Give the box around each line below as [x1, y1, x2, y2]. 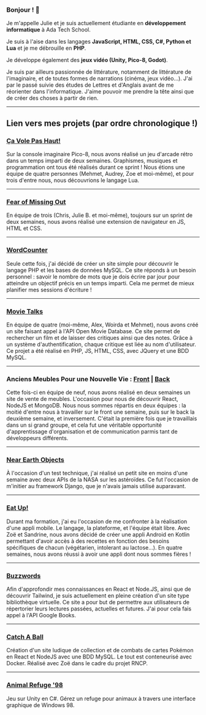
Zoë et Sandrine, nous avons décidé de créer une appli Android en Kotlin [6, 531, 190, 538]
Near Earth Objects [6, 456, 64, 464]
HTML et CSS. [6, 224, 42, 232]
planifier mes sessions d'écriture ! [6, 286, 92, 293]
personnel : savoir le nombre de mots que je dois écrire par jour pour [6, 273, 180, 280]
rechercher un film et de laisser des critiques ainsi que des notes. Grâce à [6, 334, 193, 341]
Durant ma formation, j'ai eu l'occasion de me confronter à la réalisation [6, 518, 188, 525]
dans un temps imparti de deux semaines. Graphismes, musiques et [6, 157, 178, 164]
